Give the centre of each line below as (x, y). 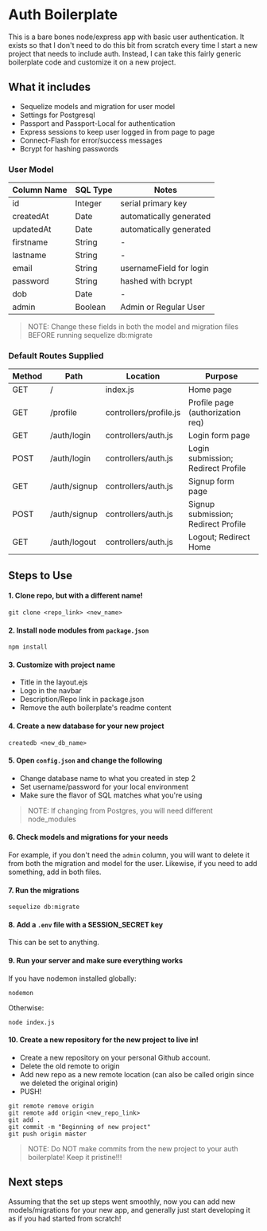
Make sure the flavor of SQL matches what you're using (111, 795)
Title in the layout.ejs (54, 682)
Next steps (36, 1182)
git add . (25, 1120)
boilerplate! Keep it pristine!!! (75, 1157)
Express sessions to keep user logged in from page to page (117, 131)
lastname (29, 255)
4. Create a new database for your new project (86, 726)
